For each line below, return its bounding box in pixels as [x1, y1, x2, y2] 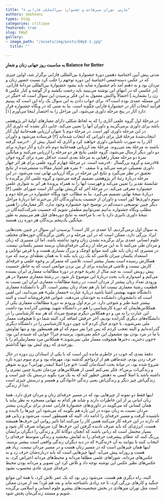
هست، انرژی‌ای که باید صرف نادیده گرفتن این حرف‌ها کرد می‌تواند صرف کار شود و [5, 423, 156, 429]
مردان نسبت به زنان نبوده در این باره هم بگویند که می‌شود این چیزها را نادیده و [5, 407, 148, 413]
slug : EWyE [5, 30, 28, 35]
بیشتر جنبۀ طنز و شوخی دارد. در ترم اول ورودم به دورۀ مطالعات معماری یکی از [5, 299, 150, 305]
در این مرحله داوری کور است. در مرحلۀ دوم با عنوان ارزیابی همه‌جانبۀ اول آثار [5, 128, 146, 134]
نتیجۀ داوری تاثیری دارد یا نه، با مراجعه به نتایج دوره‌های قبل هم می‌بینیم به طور [5, 211, 148, 217]
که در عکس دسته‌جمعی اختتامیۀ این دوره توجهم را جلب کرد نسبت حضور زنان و [5, 77, 149, 83]
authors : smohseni [5, 12, 43, 17]
